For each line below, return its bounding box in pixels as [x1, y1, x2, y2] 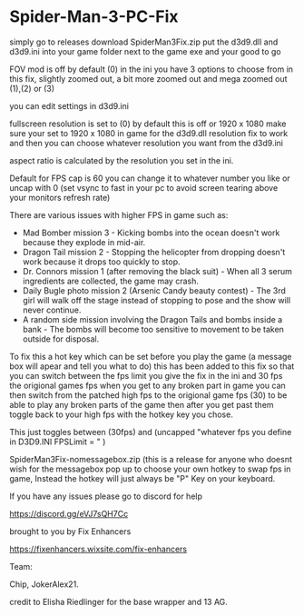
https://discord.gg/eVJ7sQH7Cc [9, 508, 129, 519]
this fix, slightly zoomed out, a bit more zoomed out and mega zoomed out [9, 73, 288, 84]
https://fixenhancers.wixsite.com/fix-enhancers [9, 543, 188, 554]
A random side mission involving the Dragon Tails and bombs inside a [22, 313, 283, 324]
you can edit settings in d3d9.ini [9, 100, 130, 111]
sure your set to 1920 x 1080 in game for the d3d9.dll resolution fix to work [9, 127, 289, 138]
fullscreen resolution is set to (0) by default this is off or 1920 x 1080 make [9, 118, 287, 129]
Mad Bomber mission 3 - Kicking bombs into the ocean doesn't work [22, 227, 280, 238]
